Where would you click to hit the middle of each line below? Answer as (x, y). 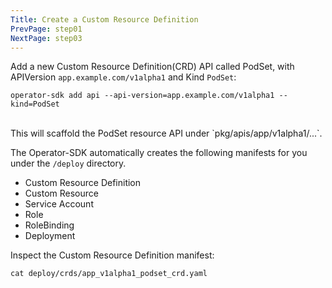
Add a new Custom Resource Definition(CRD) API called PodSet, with (152, 67)
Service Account (59, 204)
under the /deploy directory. (68, 163)
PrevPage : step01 (46, 29)
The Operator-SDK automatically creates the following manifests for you (159, 153)
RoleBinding (49, 225)
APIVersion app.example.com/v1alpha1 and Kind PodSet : (123, 77)
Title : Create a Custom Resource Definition (104, 19)
